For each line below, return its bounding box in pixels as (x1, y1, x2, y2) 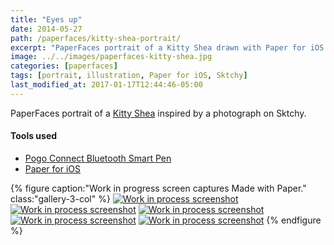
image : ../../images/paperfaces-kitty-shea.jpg (10, 52, 213, 62)
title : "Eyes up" (10, 14, 83, 25)
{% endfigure (266, 214, 322, 226)
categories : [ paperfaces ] (10, 61, 118, 71)
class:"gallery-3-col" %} (10, 192, 111, 205)
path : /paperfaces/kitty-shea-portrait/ (10, 33, 182, 43)
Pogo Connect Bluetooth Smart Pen (24, 152, 172, 164)
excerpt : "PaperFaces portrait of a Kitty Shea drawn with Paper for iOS (10, 42, 325, 53)
